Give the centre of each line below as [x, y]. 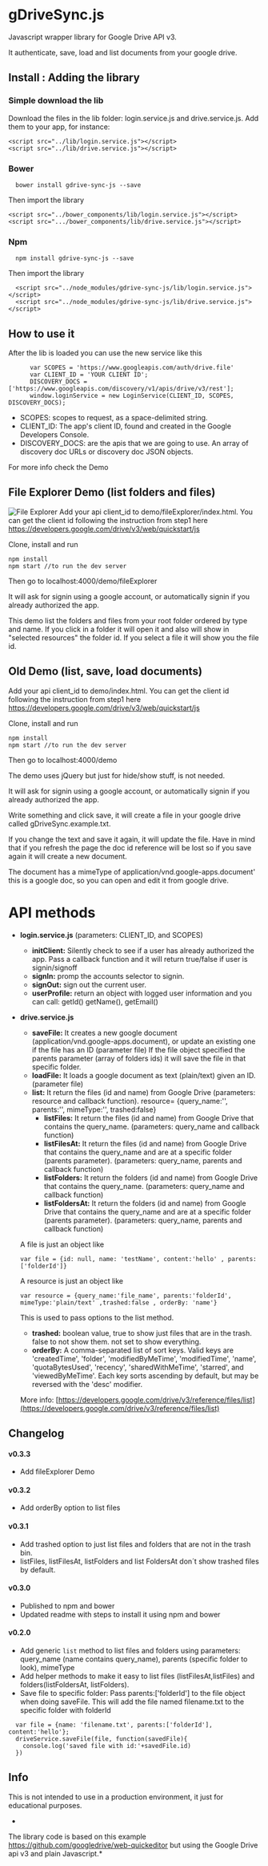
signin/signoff [54, 967]
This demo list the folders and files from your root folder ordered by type [128, 620]
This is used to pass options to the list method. [97, 1317]
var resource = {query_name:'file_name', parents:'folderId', [126, 1296]
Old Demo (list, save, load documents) [105, 671]
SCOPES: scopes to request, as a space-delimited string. [114, 418]
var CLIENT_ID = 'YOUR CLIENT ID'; [89, 375]
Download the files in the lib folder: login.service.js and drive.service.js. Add [134, 118]
